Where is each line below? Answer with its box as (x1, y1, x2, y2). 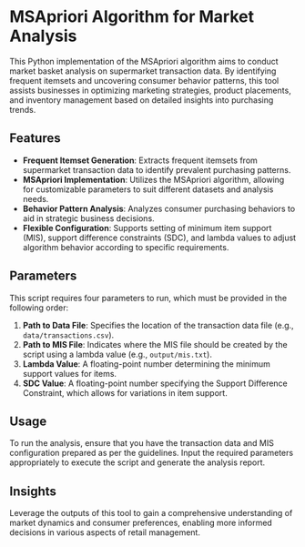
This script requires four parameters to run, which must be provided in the (9, 292, 288, 303)
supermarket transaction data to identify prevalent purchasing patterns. (22, 164, 291, 175)
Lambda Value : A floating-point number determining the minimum (22, 358, 271, 370)
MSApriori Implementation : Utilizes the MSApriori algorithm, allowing (22, 174, 285, 185)
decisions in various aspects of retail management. (9, 527, 200, 538)
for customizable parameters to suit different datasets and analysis (22, 184, 274, 195)
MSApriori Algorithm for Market (9, 6, 255, 27)
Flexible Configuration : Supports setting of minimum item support (22, 222, 272, 233)
